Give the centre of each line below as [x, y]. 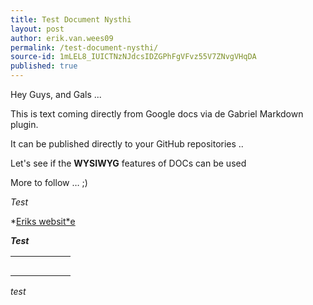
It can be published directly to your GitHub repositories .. [127, 144]
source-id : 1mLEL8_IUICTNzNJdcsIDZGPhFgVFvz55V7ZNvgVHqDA [133, 57]
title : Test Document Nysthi [71, 19]
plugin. [24, 124]
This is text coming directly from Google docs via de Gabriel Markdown [157, 114]
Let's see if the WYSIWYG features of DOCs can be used [128, 163]
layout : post [37, 29]
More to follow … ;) [49, 182]
